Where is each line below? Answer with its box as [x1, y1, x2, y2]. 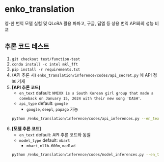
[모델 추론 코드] [11, 126, 41, 131]
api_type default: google [19, 100, 68, 106]
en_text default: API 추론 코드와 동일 [19, 131, 91, 137]
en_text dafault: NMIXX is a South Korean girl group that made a [19, 90, 154, 96]
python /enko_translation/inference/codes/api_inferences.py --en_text [11, 116, 162, 121]
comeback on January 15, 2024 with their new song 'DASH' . [19, 95, 142, 101]
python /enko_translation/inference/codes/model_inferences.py [11, 152, 144, 157]
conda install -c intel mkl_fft [11, 62, 78, 67]
